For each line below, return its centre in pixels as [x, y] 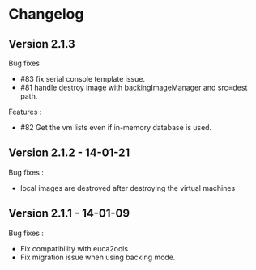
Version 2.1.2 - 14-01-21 [69, 153]
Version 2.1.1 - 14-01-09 [69, 214]
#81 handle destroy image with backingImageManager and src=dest [134, 87]
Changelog [46, 14]
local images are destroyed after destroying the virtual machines [128, 188]
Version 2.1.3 [42, 44]
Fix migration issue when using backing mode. [98, 257]
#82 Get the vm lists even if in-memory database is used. [116, 127]
